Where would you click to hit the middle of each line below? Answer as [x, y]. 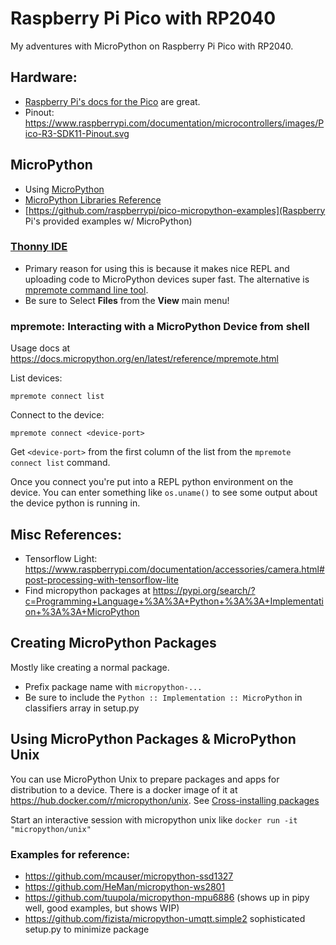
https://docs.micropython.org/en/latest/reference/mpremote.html [144, 359]
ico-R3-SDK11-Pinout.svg [77, 133]
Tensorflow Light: [61, 558]
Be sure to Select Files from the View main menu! [127, 300]
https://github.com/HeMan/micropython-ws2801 [125, 886]
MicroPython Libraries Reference [93, 199]
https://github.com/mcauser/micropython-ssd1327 [129, 876]
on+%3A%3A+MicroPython [82, 611]
